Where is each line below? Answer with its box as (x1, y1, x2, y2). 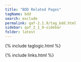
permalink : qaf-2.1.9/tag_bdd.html (5, 20, 77, 26)
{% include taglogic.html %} (5, 43, 61, 48)
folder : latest (5, 30, 36, 34)
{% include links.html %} (5, 52, 54, 58)
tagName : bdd (5, 12, 31, 16)
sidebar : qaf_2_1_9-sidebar (5, 25, 62, 30)
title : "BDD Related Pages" (5, 7, 62, 12)
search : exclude (5, 16, 38, 21)
